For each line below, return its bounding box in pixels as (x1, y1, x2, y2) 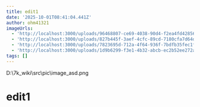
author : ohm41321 (6, 20, 49, 26)
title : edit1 (6, 8, 39, 15)
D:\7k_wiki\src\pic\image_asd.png (6, 69, 89, 76)
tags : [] (6, 53, 28, 59)
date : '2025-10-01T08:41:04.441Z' (6, 14, 92, 20)
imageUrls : (6, 25, 33, 32)
